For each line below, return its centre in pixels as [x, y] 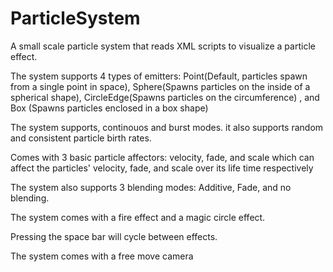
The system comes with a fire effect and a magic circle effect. [138, 217]
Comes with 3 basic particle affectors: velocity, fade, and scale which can [162, 157]
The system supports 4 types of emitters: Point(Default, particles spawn [159, 76]
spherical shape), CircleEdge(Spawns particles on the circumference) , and [165, 97]
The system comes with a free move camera [102, 256]
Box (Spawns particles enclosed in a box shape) [109, 108]
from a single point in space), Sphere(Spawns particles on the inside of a [160, 86]
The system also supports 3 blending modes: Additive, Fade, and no [151, 187]
